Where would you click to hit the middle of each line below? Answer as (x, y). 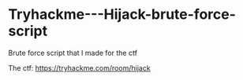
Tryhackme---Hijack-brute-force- (122, 15)
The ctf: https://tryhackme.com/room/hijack (80, 67)
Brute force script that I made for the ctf (73, 53)
